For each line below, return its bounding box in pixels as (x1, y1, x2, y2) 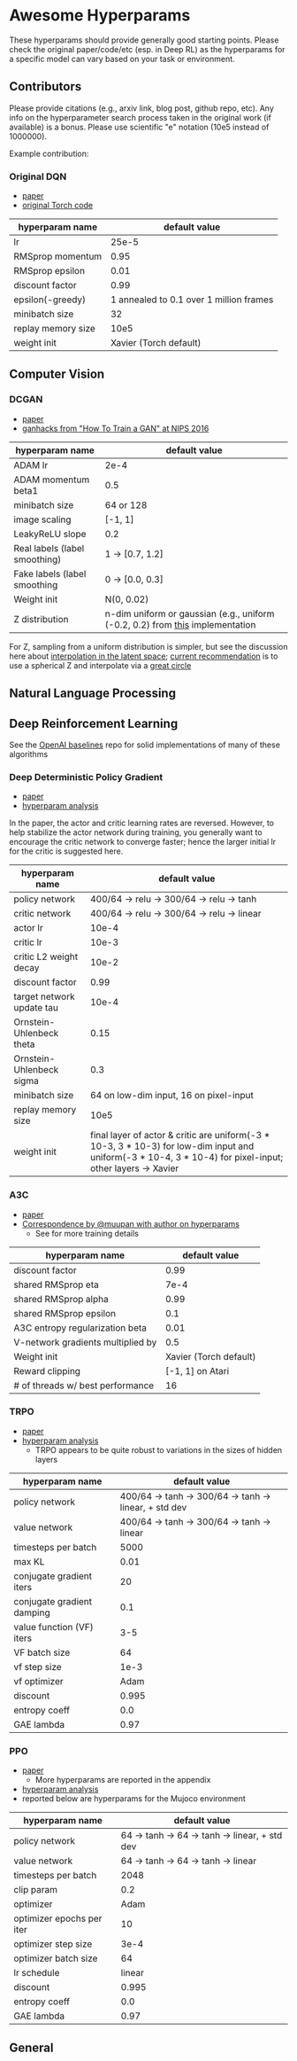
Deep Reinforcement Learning (9, 715, 179, 731)
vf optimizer (13, 1675, 64, 1687)
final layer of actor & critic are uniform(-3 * (89, 1129, 270, 1142)
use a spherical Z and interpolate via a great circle (9, 660, 192, 670)
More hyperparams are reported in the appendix (34, 1775, 211, 1785)
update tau (13, 1002, 59, 1014)
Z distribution (13, 613, 69, 625)
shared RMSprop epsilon (13, 1307, 117, 1319)
